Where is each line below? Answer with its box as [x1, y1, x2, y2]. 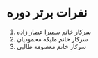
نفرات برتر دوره [6, 5, 88, 21]
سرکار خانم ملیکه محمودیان [16, 35, 88, 43]
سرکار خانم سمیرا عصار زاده [16, 28, 92, 36]
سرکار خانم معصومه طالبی [16, 42, 87, 50]
